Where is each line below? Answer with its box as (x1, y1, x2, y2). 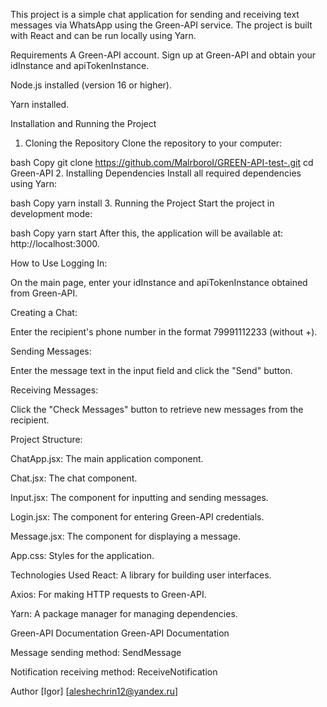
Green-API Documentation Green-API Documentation (10, 627, 230, 639)
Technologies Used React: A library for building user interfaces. (10, 569, 272, 581)
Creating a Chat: (10, 307, 78, 318)
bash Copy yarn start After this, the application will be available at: (10, 227, 284, 239)
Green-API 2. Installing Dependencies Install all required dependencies (10, 167, 302, 179)
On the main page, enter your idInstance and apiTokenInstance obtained (10, 277, 308, 288)
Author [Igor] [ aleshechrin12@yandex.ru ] (10, 685, 179, 697)
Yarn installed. (10, 99, 70, 110)
